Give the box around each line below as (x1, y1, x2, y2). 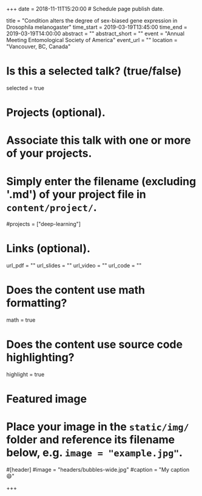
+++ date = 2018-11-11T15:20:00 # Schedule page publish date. (6, 5, 165, 12)
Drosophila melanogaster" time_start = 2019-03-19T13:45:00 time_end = (6, 24, 188, 30)
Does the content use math (6, 283, 146, 297)
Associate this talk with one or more (6, 133, 191, 147)
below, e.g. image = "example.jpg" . (6, 446, 183, 459)
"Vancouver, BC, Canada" (6, 43, 71, 50)
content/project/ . (6, 200, 97, 214)
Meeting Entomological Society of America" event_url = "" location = (6, 37, 178, 43)
